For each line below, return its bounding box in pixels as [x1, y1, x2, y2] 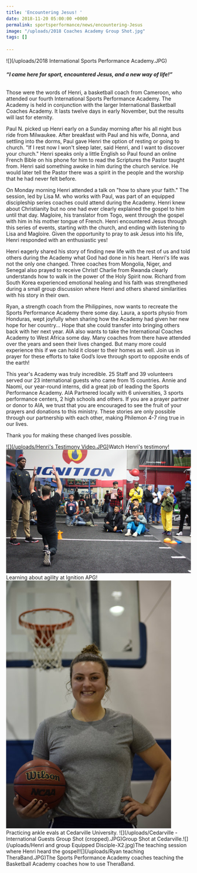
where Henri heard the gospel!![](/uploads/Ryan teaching [6, 848, 145, 855]
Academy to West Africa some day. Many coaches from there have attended [6, 334, 191, 341]
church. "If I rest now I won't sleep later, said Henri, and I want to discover [6, 144, 185, 151]
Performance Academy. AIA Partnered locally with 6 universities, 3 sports [6, 390, 184, 397]
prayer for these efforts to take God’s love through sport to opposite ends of [6, 353, 189, 360]
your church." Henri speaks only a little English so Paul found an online [6, 150, 177, 157]
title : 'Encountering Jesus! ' [6, 9, 83, 15]
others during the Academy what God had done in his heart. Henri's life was [6, 254, 189, 261]
